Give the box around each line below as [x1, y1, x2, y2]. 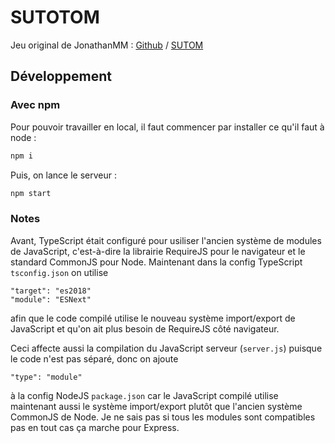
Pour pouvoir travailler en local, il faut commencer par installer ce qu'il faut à [10, 121, 325, 133]
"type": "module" [10, 372, 83, 382]
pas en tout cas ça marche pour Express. [10, 421, 180, 433]
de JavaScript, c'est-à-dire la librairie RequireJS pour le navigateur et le [10, 245, 306, 257]
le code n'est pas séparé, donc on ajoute [10, 352, 179, 365]
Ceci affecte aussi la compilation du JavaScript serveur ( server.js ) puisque [10, 342, 323, 354]
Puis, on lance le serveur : [10, 169, 118, 181]
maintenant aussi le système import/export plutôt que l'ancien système [10, 400, 303, 412]
